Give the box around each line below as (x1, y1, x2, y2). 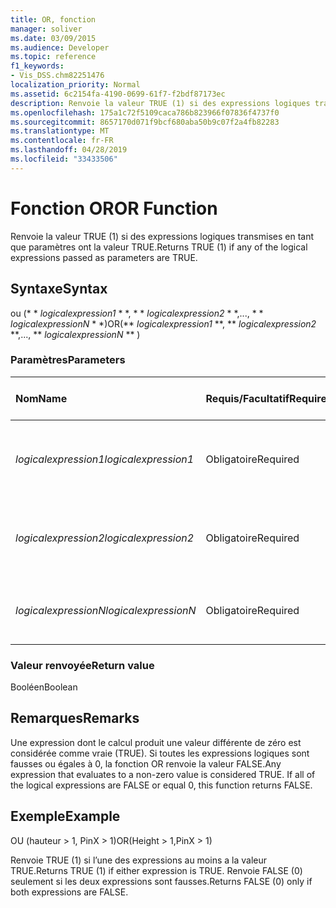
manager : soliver (10, 24, 83, 34)
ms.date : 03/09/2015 (10, 33, 97, 43)
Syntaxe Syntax (10, 281, 108, 298)
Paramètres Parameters (10, 353, 126, 367)
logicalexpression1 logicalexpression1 (15, 452, 195, 466)
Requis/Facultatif (205, 391, 290, 405)
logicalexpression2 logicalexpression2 (15, 531, 195, 545)
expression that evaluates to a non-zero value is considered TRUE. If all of (10, 768, 316, 780)
